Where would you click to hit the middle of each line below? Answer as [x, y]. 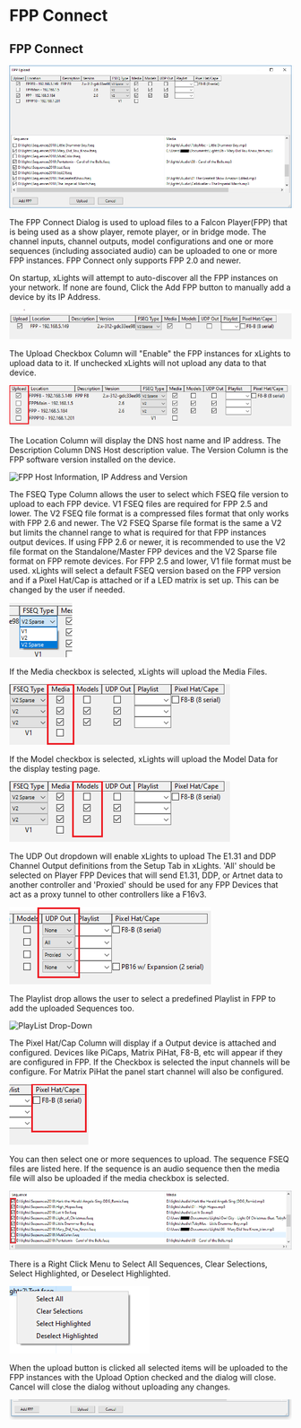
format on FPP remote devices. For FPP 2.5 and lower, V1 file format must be [150, 561]
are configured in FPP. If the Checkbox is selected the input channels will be [150, 1062]
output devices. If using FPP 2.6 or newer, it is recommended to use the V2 [148, 542]
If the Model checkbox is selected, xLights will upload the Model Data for [144, 759]
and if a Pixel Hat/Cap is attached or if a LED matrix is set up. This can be [144, 581]
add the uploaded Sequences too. [72, 1008]
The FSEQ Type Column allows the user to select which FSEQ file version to [149, 495]
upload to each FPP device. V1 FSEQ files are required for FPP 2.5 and [139, 504]
